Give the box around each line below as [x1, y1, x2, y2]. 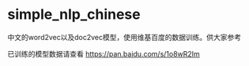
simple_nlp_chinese [7, 5, 141, 24]
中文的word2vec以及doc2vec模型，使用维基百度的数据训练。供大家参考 [7, 32, 242, 42]
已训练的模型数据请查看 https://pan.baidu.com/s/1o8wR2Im [7, 49, 201, 58]
